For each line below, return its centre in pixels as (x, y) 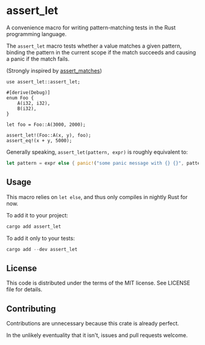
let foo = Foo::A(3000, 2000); (46, 125)
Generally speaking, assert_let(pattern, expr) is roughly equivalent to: (97, 152)
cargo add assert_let (34, 227)
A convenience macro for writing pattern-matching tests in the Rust (91, 27)
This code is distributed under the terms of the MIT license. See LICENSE (98, 283)
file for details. (24, 289)
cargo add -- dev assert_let (42, 249)
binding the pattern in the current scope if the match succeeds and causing (101, 52)
